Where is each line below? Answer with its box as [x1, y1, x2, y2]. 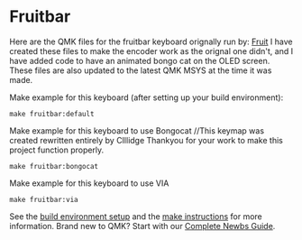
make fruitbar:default [9, 109, 95, 118]
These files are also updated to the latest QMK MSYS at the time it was [9, 65, 272, 76]
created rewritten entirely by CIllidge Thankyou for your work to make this [9, 134, 284, 145]
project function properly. [9, 144, 105, 155]
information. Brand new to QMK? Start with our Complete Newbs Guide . [9, 220, 276, 231]
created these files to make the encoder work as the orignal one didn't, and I [9, 45, 294, 56]
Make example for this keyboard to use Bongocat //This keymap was [9, 125, 264, 136]
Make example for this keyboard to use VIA [9, 178, 169, 189]
